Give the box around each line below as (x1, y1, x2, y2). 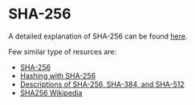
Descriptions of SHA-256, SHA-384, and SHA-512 (19, 79, 185, 89)
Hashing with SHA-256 (19, 71, 96, 80)
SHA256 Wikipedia (19, 87, 83, 97)
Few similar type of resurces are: (8, 46, 117, 56)
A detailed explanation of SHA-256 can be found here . (8, 31, 188, 41)
